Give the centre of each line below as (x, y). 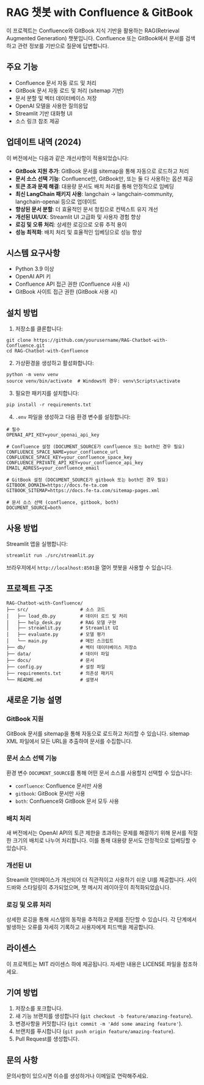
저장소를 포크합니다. (39, 1009)
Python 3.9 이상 (35, 269)
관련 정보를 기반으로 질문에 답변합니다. (63, 46)
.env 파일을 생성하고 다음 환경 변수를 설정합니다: (73, 417)
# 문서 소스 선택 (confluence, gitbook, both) (63, 503)
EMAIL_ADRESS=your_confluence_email (53, 468)
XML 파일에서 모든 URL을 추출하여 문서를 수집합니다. (69, 741)
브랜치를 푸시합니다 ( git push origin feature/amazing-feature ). (95, 1031)
